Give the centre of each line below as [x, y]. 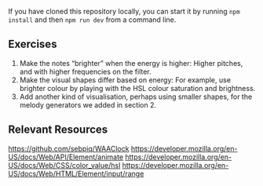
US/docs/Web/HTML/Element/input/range [76, 173]
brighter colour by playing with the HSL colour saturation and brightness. [137, 88]
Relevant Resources [58, 130]
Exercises [33, 44]
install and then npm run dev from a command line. [92, 20]
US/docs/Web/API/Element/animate [66, 157]
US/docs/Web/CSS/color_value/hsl [64, 165]
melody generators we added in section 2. [88, 104]
